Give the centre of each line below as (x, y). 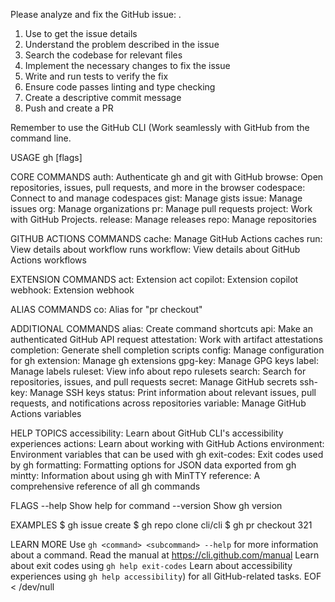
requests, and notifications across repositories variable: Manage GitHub (158, 403)
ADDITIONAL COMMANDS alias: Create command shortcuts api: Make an (161, 328)
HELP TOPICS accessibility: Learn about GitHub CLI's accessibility (147, 433)
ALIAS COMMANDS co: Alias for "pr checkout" (106, 309)
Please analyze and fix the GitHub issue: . (96, 14)
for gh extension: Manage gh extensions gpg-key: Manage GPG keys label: (165, 360)
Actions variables (46, 413)
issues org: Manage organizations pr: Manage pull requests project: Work (161, 208)
